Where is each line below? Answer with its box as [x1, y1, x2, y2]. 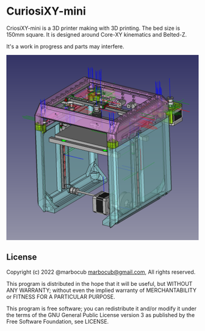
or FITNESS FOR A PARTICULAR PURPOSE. [6, 293, 116, 300]
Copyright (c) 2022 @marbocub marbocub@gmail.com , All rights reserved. [6, 268, 196, 276]
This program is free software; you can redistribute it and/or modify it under [6, 305, 197, 312]
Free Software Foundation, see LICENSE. [6, 318, 109, 325]
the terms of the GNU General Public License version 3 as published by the [6, 311, 195, 318]
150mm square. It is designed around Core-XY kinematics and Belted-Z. [6, 30, 187, 38]
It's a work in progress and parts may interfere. [6, 43, 124, 50]
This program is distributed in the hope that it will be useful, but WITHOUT [6, 280, 193, 287]
